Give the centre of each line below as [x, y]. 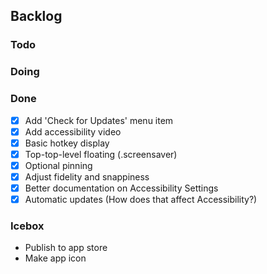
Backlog [36, 16]
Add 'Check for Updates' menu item [99, 120]
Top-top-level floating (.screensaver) [101, 154]
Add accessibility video [73, 131]
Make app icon [55, 258]
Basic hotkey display [67, 143]
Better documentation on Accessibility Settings [121, 188]
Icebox [27, 226]
